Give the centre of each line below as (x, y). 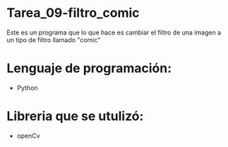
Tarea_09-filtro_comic (73, 13)
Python (27, 88)
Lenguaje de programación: (89, 69)
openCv (28, 136)
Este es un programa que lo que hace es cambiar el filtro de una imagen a (114, 32)
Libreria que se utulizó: (75, 116)
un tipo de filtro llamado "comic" (54, 39)
